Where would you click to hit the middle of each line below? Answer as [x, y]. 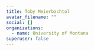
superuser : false [27, 39]
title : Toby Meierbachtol [38, 11]
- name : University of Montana [50, 33]
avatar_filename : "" [32, 17]
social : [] [20, 22]
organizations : [25, 28]
